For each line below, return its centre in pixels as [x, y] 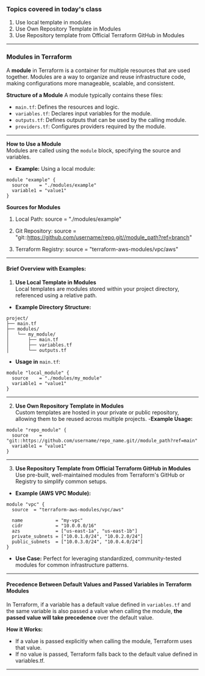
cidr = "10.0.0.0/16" [54, 526]
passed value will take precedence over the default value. [80, 617]
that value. [28, 648]
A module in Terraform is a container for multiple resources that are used [98, 70]
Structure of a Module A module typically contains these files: [85, 95]
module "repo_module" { [37, 430]
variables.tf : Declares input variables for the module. [83, 113]
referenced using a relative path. [56, 295]
